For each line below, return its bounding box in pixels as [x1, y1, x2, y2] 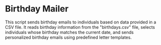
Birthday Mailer [5, 3, 69, 14]
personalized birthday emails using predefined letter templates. [5, 34, 132, 40]
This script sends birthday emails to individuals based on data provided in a [5, 19, 157, 25]
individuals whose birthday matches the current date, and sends [5, 29, 134, 35]
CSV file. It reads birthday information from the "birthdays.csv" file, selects [5, 24, 155, 30]
